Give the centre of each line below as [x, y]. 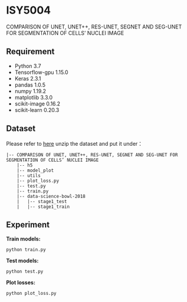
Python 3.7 [28, 66]
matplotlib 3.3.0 [34, 97]
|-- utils [29, 175]
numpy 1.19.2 [30, 91]
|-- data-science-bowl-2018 [51, 196]
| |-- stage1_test [42, 201]
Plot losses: [21, 282]
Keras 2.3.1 [28, 78]
